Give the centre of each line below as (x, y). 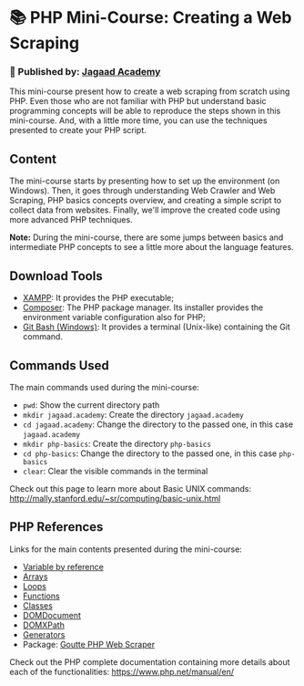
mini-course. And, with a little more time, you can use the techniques (138, 120)
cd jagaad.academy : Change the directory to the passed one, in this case (158, 424)
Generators (44, 634)
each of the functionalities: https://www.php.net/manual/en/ (122, 671)
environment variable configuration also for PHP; (114, 317)
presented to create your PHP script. (78, 130)
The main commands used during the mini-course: (105, 387)
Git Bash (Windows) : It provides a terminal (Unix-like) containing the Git (157, 327)
